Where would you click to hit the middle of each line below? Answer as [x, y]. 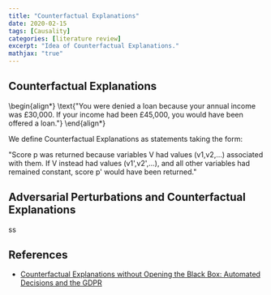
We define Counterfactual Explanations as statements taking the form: [126, 139]
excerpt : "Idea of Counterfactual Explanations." [94, 46]
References [38, 255]
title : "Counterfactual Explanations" [74, 16]
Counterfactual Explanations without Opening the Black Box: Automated [140, 274]
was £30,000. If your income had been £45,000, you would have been [126, 114]
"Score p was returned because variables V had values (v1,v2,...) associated [136, 154]
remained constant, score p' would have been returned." [103, 172]
